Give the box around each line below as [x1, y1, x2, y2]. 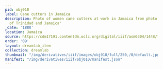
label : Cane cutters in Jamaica [5, 12, 70, 17]
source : [5, 34, 21, 39]
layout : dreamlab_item [5, 43, 51, 48]
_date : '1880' [5, 25, 34, 30]
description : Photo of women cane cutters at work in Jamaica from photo [5, 16, 158, 21]
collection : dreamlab [5, 48, 49, 52]
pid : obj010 [5, 7, 29, 12]
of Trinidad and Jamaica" [9, 20, 62, 26]
